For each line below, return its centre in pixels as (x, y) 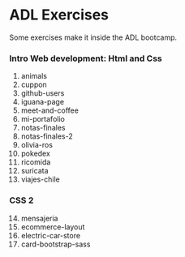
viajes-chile (40, 179)
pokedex (36, 154)
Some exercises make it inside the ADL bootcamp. (93, 37)
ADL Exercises (59, 15)
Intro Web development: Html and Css (86, 58)
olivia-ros (37, 145)
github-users (43, 93)
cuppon (34, 85)
